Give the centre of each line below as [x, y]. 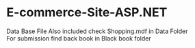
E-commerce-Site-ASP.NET [87, 13]
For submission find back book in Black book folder [79, 38]
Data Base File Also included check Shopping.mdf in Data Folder [97, 31]
